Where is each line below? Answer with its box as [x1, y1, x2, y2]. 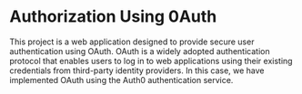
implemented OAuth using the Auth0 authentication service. [9, 74, 234, 85]
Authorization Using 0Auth [9, 6, 217, 27]
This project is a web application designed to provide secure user [9, 36, 255, 47]
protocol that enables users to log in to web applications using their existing [9, 55, 293, 66]
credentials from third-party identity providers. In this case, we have [9, 65, 266, 76]
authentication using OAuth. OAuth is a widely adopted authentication [9, 45, 270, 56]
